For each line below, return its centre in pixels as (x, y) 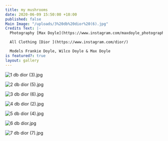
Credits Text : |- (23, 28)
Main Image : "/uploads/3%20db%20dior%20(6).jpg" (57, 24)
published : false (23, 19)
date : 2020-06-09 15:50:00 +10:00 (41, 14)
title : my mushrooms (27, 10)
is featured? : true (25, 55)
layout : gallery (22, 60)
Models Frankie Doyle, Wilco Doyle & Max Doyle (60, 51)
